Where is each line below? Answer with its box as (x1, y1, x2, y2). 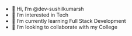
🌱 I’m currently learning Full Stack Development (11, 18, 127, 24)
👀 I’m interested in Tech (11, 11, 69, 18)
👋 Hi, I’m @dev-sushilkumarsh (11, 6, 84, 12)
